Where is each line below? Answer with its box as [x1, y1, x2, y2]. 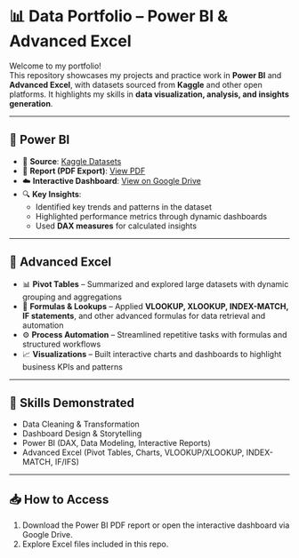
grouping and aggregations [21, 291, 123, 302]
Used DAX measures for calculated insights [35, 220, 198, 231]
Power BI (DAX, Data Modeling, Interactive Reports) [21, 438, 211, 449]
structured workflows [21, 339, 101, 349]
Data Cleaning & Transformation [21, 418, 140, 430]
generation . [9, 98, 53, 108]
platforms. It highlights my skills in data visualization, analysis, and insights [9, 89, 289, 100]
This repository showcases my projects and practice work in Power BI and [9, 69, 282, 80]
